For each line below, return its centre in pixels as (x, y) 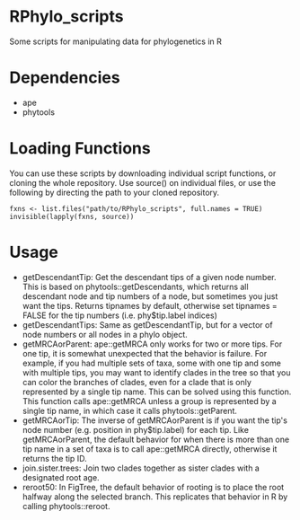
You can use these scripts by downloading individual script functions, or (143, 173)
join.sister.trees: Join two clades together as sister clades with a (141, 468)
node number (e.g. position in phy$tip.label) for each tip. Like (136, 429)
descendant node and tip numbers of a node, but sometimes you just (150, 296)
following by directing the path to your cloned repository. (115, 192)
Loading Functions (80, 149)
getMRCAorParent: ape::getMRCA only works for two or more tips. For (152, 344)
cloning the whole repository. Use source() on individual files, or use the (143, 182)
